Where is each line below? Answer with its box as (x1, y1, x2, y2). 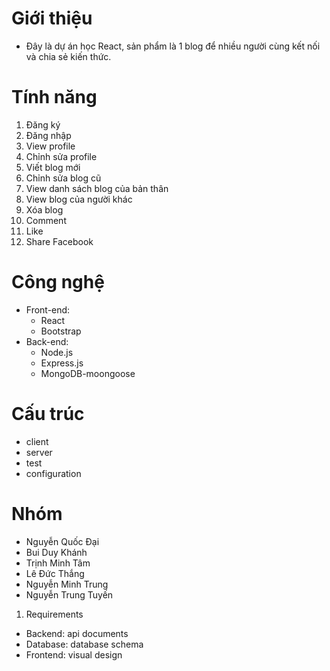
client (25, 435, 49, 447)
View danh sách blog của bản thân (25, 182, 169, 194)
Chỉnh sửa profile (25, 150, 98, 162)
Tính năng (11, 86, 98, 109)
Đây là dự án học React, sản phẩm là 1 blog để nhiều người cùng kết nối (25, 40, 321, 52)
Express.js (40, 357, 84, 369)
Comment (25, 214, 67, 226)
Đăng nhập (25, 129, 72, 141)
